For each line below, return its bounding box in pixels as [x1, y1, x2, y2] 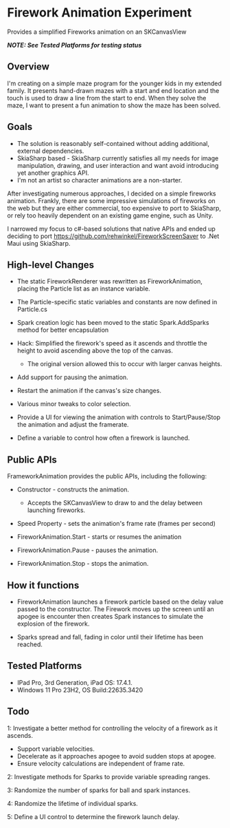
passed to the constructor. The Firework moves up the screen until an [16, 605, 214, 613]
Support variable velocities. [16, 745, 95, 753]
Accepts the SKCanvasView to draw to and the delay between [27, 499, 203, 507]
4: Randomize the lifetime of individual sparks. [7, 799, 139, 807]
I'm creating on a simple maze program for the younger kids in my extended [7, 79, 222, 87]
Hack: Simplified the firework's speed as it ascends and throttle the [16, 339, 207, 348]
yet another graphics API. [16, 169, 89, 177]
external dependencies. [16, 147, 84, 155]
